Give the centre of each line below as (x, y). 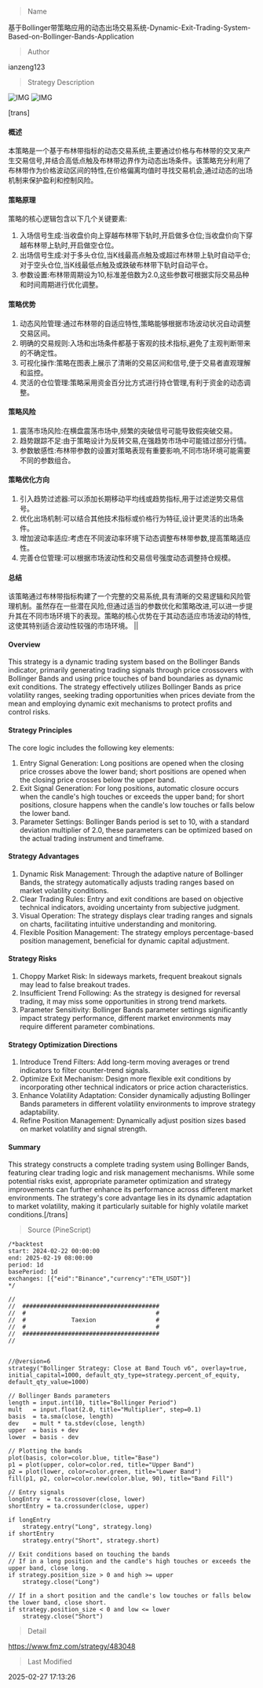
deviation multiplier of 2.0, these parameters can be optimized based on (136, 829)
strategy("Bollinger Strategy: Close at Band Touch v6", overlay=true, (128, 1369)
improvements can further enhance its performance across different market (130, 1189)
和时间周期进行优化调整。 (61, 285)
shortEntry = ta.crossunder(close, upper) (79, 1506)
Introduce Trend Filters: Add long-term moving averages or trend (124, 1062)
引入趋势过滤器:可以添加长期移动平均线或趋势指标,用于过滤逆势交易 (128, 499)
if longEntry (29, 1520)
